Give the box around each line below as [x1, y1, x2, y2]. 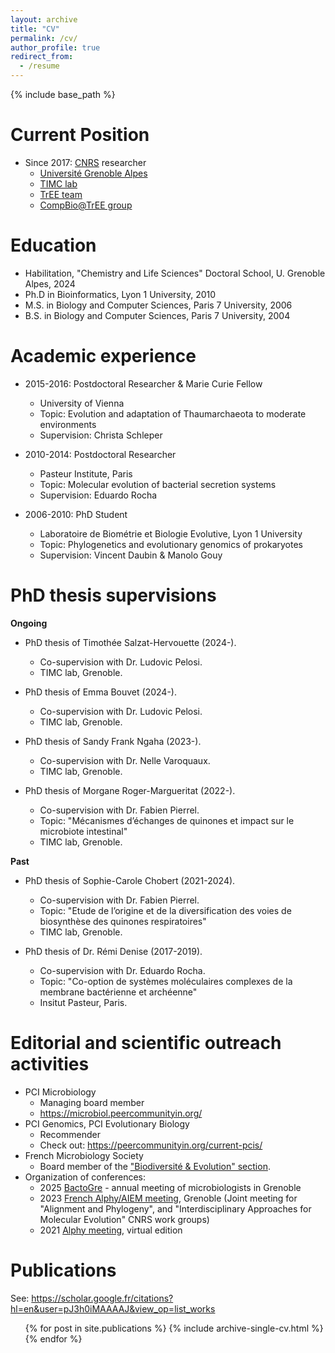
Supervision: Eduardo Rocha [39, 489, 158, 501]
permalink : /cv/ [10, 33, 78, 43]
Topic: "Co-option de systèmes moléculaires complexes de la [39, 975, 293, 987]
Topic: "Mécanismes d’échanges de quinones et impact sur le [39, 814, 295, 826]
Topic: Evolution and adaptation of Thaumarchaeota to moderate [39, 407, 307, 420]
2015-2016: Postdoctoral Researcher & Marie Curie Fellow [24, 377, 263, 390]
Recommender [39, 1128, 101, 1140]
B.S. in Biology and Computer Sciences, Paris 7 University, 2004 [24, 309, 291, 321]
